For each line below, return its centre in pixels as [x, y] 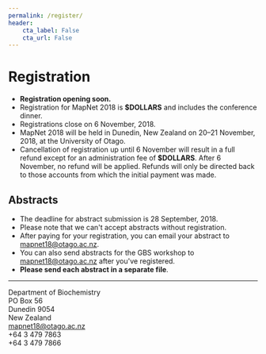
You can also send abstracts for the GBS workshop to [107, 252]
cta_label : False [51, 30]
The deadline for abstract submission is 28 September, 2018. [119, 219]
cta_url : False [47, 38]
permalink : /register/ [46, 15]
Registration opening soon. [65, 99]
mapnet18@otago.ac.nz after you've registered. [97, 261]
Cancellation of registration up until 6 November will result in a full [127, 150]
